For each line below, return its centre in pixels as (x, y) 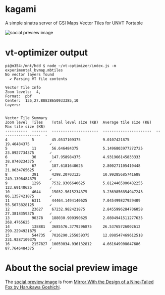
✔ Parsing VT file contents (39, 79)
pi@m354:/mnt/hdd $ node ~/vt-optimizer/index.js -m (61, 66)
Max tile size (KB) (25, 127)
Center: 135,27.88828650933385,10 (42, 100)
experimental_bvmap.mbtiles (34, 70)
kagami (21, 9)
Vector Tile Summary (27, 118)
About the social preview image (71, 268)
